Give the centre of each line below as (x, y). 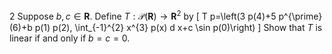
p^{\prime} (300, 16)
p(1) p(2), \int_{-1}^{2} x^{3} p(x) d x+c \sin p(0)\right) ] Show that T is (178, 27)
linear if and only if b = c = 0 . (70, 38)
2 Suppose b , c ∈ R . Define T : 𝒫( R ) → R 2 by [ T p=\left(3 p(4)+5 (143, 15)
